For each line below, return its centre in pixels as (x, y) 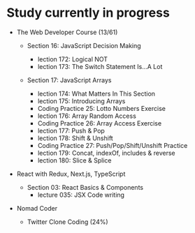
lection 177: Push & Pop (71, 130)
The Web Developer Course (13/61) (67, 32)
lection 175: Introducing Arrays (81, 101)
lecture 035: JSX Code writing (81, 195)
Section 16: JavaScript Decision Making (84, 45)
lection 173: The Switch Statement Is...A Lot (100, 66)
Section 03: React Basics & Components (85, 187)
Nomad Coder (37, 208)
